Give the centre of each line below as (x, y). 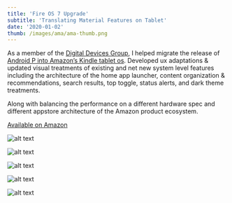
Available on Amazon (37, 125)
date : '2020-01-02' (36, 27)
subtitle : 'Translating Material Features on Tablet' (87, 20)
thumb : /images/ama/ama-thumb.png (58, 33)
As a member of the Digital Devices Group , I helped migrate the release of (114, 53)
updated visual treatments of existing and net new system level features (111, 68)
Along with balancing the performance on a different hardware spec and (111, 104)
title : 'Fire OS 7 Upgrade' (48, 14)
